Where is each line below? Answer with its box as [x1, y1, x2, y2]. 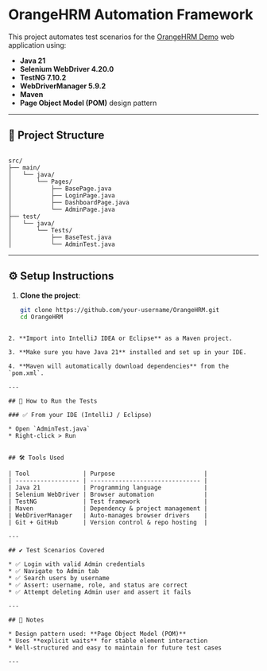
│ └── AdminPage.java [8, 205, 115, 213]
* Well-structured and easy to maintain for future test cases [8, 644, 222, 652]
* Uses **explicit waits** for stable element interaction [8, 637, 208, 646]
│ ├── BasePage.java [8, 185, 112, 193]
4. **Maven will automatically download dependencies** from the [8, 362, 229, 371]
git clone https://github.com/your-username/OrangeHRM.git [19, 306, 220, 314]
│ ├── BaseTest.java [8, 233, 112, 241]
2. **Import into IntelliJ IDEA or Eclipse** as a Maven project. [8, 334, 233, 343]
